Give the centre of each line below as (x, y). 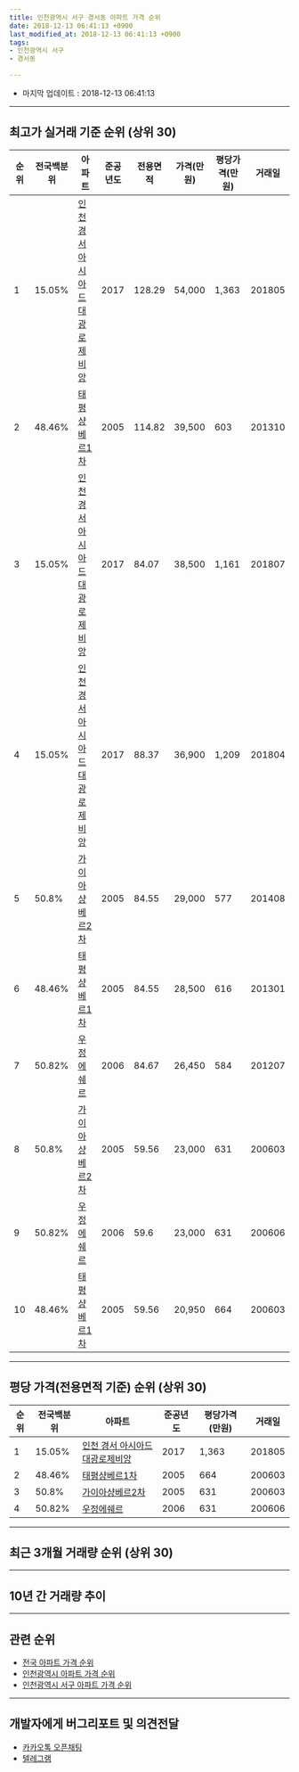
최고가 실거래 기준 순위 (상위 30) (93, 132)
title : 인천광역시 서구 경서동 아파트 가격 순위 (85, 17)
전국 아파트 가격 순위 (58, 1662)
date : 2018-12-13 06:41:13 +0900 (71, 26)
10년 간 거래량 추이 (58, 1596)
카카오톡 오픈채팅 (52, 1747)
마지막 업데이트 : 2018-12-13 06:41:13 (89, 93)
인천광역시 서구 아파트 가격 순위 (77, 1685)
